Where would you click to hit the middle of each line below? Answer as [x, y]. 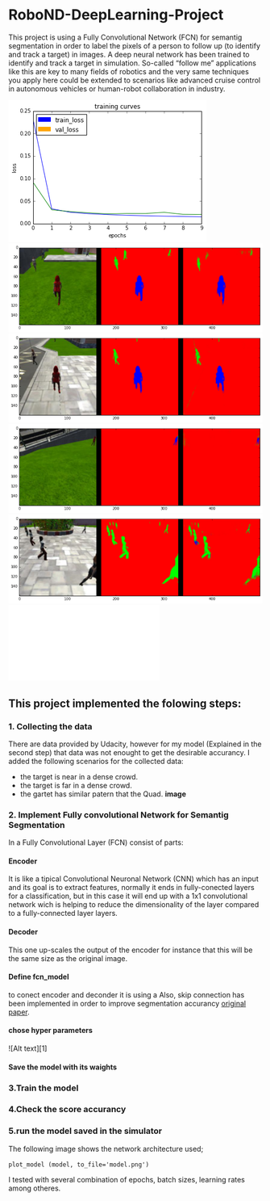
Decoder [23, 932]
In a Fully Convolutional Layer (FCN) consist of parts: [96, 842]
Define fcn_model [39, 977]
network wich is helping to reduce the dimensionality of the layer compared [134, 905]
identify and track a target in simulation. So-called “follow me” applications [132, 63]
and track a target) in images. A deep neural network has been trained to [129, 54]
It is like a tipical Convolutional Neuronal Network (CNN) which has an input [134, 879]
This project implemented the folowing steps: [125, 703]
